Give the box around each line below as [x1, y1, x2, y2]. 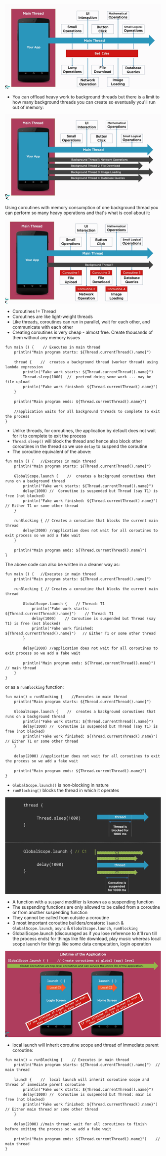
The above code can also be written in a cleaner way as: [5, 562, 120, 568]
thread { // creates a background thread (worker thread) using [14, 360, 158, 365]
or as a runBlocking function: [5, 684, 64, 690]
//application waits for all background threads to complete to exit [14, 409, 161, 414]
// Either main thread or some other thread [5, 1107, 98, 1112]
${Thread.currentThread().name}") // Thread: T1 [5, 611, 114, 617]
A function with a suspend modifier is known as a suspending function [12, 899, 154, 905]
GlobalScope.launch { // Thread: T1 [23, 601, 105, 607]
